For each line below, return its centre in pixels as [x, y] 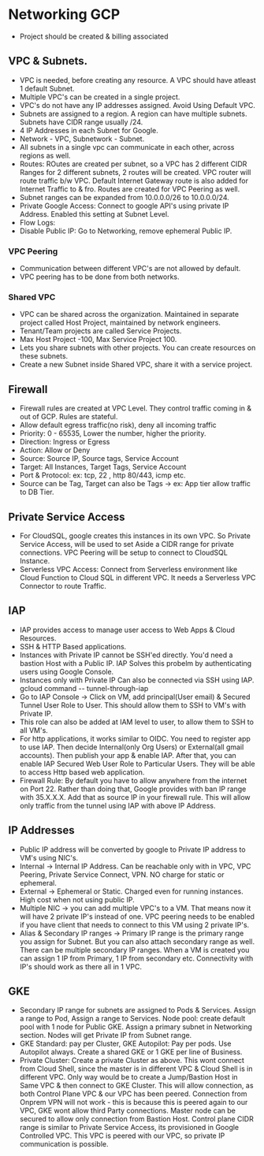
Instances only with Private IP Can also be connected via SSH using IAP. [137, 680]
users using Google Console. [67, 671]
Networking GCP [64, 15]
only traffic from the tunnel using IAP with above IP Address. [117, 805]
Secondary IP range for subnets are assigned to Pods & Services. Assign [138, 1010]
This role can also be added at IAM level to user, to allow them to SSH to [137, 722]
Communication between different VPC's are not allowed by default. [130, 269]
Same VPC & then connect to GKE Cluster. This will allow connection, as [136, 1086]
